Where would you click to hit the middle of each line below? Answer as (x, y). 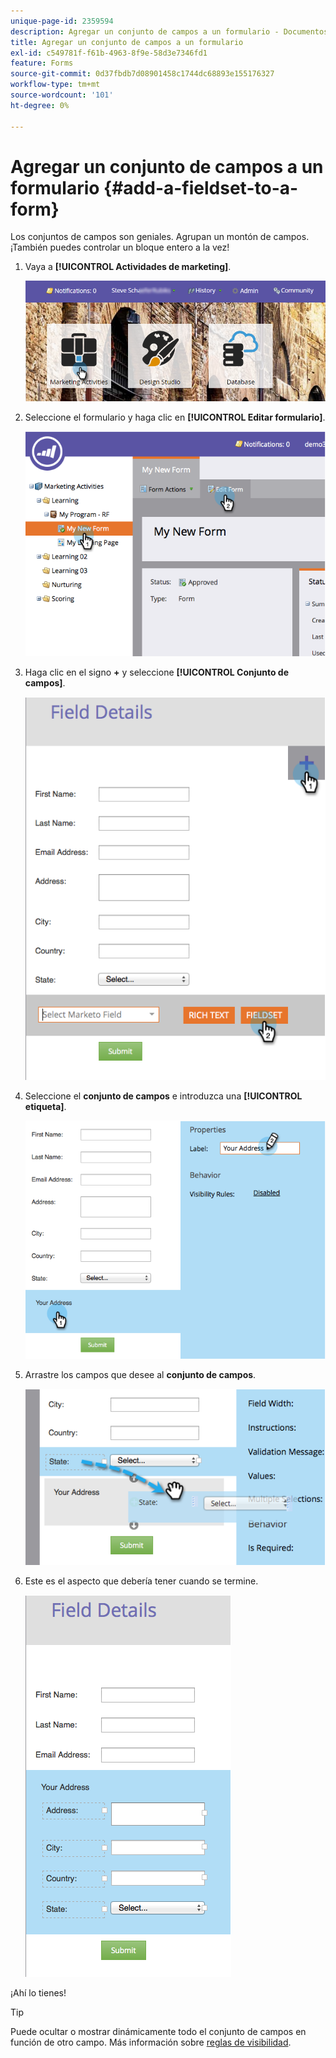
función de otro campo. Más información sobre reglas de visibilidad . (151, 2042)
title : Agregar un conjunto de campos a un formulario (127, 42)
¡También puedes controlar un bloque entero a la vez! (120, 247)
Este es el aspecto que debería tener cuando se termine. (141, 1581)
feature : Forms (42, 63)
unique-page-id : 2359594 (62, 21)
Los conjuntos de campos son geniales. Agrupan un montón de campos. (160, 237)
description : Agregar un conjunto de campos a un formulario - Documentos (169, 31)
